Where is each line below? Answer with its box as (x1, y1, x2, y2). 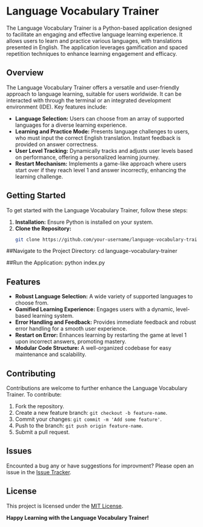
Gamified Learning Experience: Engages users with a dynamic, (15, 306, 175, 313)
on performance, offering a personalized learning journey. (15, 153, 160, 161)
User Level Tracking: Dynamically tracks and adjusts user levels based (15, 147, 193, 154)
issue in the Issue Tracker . (6, 468, 72, 475)
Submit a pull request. (15, 429, 70, 436)
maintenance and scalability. (15, 351, 87, 358)
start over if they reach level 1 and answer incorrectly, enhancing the (15, 166, 187, 173)
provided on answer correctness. (15, 141, 98, 148)
